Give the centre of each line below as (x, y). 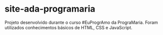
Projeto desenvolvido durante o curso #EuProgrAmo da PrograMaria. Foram (81, 22)
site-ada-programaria (50, 9)
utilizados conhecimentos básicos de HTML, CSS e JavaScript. (68, 27)
